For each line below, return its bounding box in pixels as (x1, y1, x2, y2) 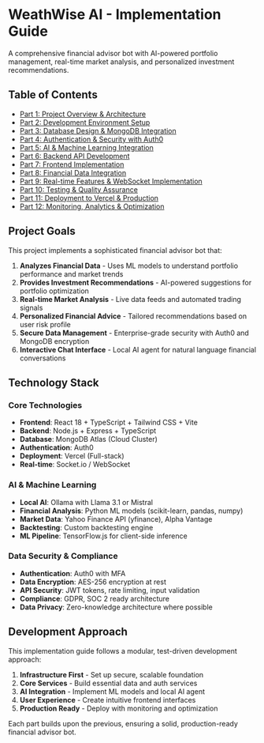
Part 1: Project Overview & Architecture (19, 109, 147, 119)
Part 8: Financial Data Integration (19, 168, 127, 177)
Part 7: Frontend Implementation (19, 160, 125, 169)
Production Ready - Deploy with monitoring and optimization (19, 703, 218, 713)
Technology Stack (8, 375, 99, 389)
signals (19, 303, 43, 312)
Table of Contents (8, 89, 99, 102)
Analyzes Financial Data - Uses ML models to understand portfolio (19, 261, 239, 270)
